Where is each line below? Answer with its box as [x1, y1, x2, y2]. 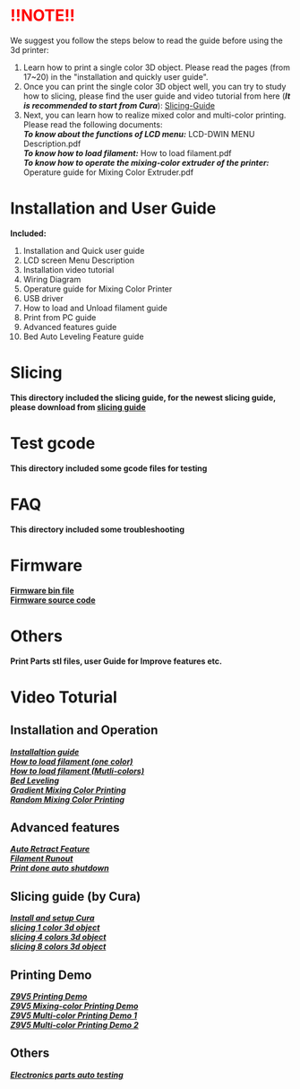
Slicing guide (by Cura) [10, 889, 141, 904]
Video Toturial [10, 687, 117, 707]
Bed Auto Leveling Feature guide [22, 331, 144, 342]
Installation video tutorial [22, 264, 115, 274]
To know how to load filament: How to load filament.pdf [22, 147, 232, 158]
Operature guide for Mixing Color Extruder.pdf [22, 167, 194, 178]
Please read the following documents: [22, 118, 163, 130]
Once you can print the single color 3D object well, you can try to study [22, 81, 287, 91]
